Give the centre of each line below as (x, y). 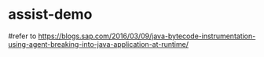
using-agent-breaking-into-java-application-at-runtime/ (98, 44)
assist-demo (50, 14)
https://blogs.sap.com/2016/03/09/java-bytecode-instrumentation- (147, 36)
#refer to (22, 36)
